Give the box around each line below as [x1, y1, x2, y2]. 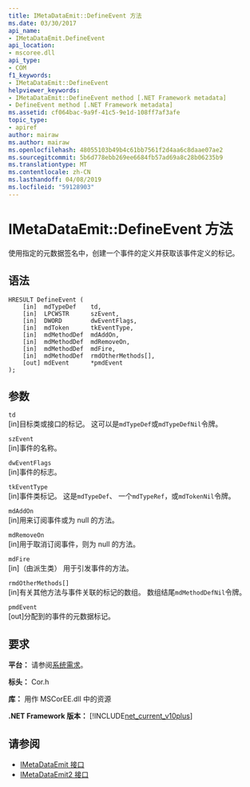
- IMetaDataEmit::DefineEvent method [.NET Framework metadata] [8, 94, 227, 102]
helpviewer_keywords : [8, 86, 81, 95]
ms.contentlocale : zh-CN [8, 168, 91, 176]
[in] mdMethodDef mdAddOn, [22, 330, 120, 339]
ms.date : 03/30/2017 [8, 19, 77, 27]
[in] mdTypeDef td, [22, 302, 102, 311]
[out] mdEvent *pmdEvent [22, 358, 124, 367]
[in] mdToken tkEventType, [22, 324, 134, 332]
